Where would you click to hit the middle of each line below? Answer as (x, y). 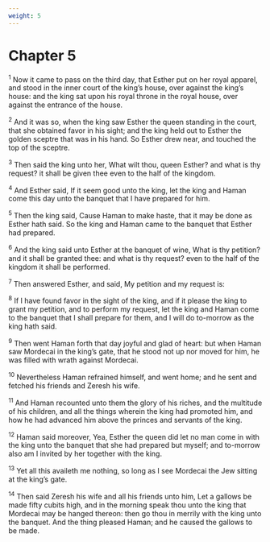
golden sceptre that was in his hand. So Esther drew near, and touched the (132, 139)
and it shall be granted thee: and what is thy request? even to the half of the (134, 258)
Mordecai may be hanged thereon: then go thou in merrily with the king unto (135, 513)
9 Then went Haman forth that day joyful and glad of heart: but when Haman (135, 342)
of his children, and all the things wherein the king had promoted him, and (131, 411)
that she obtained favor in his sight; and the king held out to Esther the (125, 130)
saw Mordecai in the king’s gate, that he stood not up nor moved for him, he (134, 352)
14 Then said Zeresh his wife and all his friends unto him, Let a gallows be (130, 496)
